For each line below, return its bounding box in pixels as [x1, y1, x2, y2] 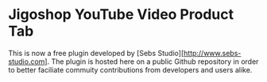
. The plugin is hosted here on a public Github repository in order [47, 57, 259, 66]
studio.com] [8, 57, 48, 66]
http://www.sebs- [184, 48, 242, 58]
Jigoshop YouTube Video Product [8, 6, 234, 24]
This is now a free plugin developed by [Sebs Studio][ [8, 48, 184, 58]
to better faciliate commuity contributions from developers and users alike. [8, 65, 253, 74]
